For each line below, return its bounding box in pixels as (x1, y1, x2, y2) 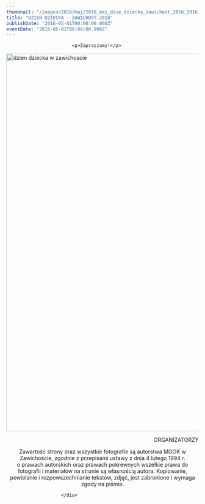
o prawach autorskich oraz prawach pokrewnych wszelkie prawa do (16, 461, 189, 469)
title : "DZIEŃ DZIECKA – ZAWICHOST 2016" (6, 15, 113, 21)
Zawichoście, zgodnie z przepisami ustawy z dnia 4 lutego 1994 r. (20, 455, 185, 462)
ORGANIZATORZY (153, 436, 199, 444)
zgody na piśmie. (81, 480, 124, 488)
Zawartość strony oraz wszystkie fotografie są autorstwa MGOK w (19, 448, 186, 455)
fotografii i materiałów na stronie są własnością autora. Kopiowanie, (18, 467, 187, 475)
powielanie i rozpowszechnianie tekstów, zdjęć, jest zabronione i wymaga (10, 474, 195, 481)
